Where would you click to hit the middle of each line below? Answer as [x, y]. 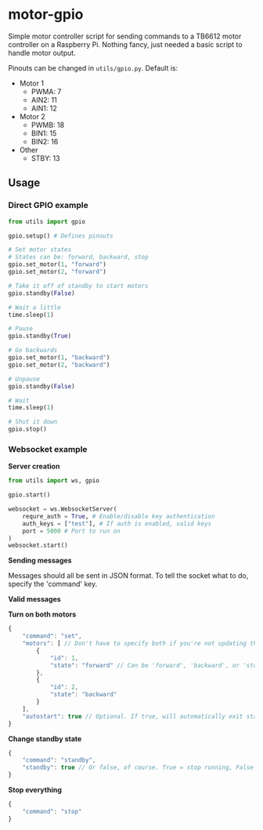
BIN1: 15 [44, 133]
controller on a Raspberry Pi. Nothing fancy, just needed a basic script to [125, 44]
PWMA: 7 [46, 91]
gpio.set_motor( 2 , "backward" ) [59, 365]
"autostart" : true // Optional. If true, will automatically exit [133, 716]
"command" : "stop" [52, 811]
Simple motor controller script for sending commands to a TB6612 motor [125, 36]
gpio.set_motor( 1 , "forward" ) [58, 264]
